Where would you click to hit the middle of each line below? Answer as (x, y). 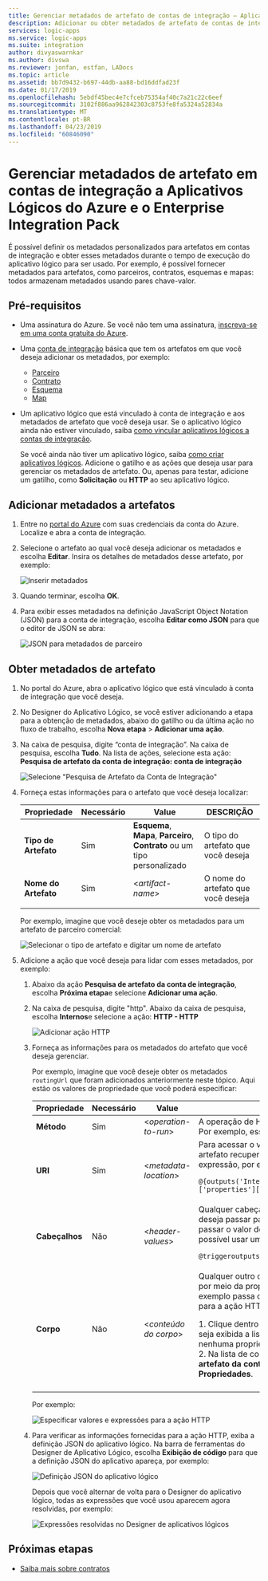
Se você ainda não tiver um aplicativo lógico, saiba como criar (122, 455)
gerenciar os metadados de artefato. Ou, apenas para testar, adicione (134, 471)
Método (51, 1127)
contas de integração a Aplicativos (126, 190)
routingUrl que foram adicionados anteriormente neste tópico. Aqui (143, 1080)
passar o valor (225, 1229)
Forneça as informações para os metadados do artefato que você (140, 1047)
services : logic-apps (44, 30)
